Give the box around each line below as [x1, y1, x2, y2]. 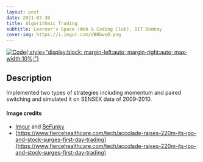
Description [6, 73, 52, 83]
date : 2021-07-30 [6, 15, 51, 21]
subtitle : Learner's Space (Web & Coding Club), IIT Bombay [6, 26, 163, 32]
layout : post [6, 9, 40, 15]
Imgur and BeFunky [15, 123, 65, 130]
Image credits [6, 109, 42, 117]
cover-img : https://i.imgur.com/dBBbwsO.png [6, 32, 121, 38]
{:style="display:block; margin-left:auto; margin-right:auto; [26, 48, 173, 56]
